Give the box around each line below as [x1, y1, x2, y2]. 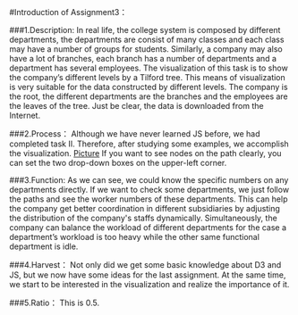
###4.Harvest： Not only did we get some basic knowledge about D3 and [9, 260, 282, 269]
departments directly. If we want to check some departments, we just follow [9, 185, 289, 195]
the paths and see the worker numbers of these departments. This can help [9, 194, 288, 204]
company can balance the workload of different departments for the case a [9, 222, 287, 233]
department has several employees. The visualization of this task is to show [9, 62, 288, 73]
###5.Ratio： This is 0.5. [9, 297, 100, 308]
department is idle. [9, 241, 79, 252]
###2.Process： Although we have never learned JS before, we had [9, 128, 261, 139]
